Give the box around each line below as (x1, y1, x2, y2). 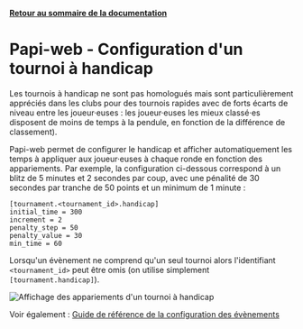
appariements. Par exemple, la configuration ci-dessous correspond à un (9, 162, 281, 174)
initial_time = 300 (9, 207, 83, 216)
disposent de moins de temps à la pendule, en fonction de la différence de (9, 116, 286, 127)
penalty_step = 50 (9, 223, 78, 233)
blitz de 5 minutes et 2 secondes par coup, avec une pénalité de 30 (9, 172, 260, 183)
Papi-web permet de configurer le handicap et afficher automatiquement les (9, 143, 293, 154)
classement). (9, 126, 58, 137)
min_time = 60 (9, 239, 63, 248)
